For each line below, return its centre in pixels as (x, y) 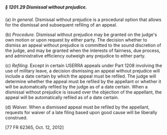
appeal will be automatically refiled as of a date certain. (62, 97)
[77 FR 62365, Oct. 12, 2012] (34, 127)
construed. (16, 117)
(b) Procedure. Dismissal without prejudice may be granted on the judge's (81, 34)
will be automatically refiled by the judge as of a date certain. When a (76, 86)
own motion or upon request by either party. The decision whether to (76, 39)
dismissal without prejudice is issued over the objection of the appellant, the (83, 92)
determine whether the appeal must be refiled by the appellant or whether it (83, 81)
